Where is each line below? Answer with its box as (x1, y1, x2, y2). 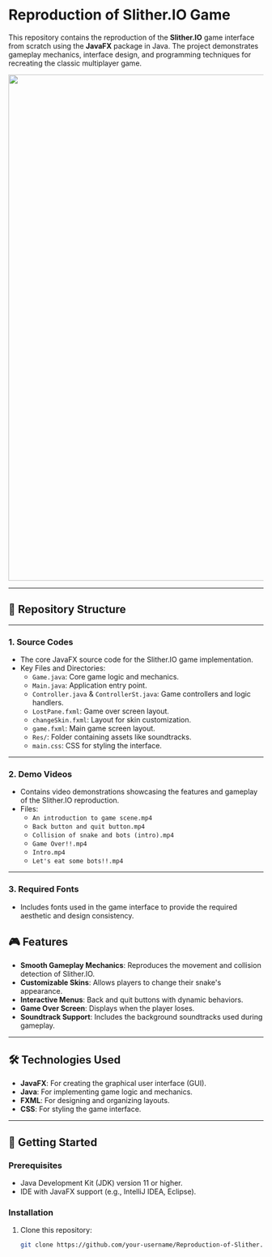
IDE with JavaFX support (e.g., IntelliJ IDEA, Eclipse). (19, 1187, 197, 1196)
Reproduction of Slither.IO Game (8, 6, 231, 24)
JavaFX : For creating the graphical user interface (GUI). (19, 1079, 206, 1089)
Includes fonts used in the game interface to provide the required (19, 901, 237, 912)
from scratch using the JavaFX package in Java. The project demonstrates (8, 40, 259, 50)
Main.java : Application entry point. (32, 680, 147, 690)
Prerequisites (8, 1160, 62, 1171)
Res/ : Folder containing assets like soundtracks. (32, 732, 192, 742)
